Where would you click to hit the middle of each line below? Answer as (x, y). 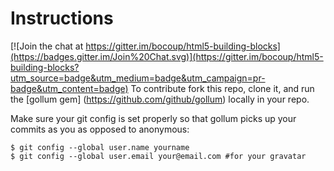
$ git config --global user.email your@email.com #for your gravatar (158, 156)
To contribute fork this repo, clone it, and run (222, 88)
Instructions (62, 18)
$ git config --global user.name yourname (100, 147)
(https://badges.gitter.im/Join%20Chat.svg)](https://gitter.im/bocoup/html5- (167, 56)
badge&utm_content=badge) (69, 88)
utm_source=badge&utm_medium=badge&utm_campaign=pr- (138, 78)
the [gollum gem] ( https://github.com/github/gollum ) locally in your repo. (160, 99)
